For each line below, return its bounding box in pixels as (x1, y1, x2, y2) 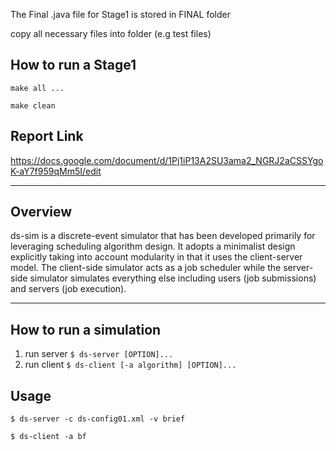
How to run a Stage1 (10, 57, 137, 74)
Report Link (10, 128, 84, 145)
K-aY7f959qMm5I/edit (10, 165, 102, 177)
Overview (10, 204, 73, 221)
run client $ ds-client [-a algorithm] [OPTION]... (24, 359, 237, 371)
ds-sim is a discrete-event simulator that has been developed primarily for (10, 230, 316, 242)
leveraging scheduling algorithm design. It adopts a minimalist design (10, 240, 296, 253)
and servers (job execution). (10, 283, 127, 295)
